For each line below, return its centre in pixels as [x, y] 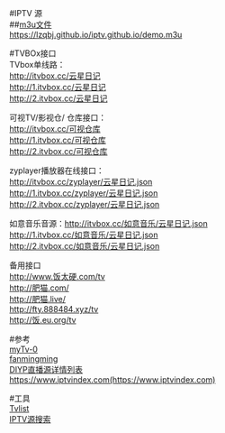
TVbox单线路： [37, 64]
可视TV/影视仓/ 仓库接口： [58, 117]
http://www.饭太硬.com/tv [57, 276]
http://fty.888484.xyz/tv [54, 309]
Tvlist [19, 408]
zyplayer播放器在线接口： [57, 170]
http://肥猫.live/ [37, 299]
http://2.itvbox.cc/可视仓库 [58, 151]
